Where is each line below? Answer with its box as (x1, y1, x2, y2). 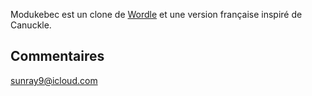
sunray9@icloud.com (10, 74, 98, 86)
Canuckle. (10, 19, 52, 31)
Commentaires (10, 48, 105, 65)
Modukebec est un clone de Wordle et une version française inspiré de (10, 9, 303, 20)
